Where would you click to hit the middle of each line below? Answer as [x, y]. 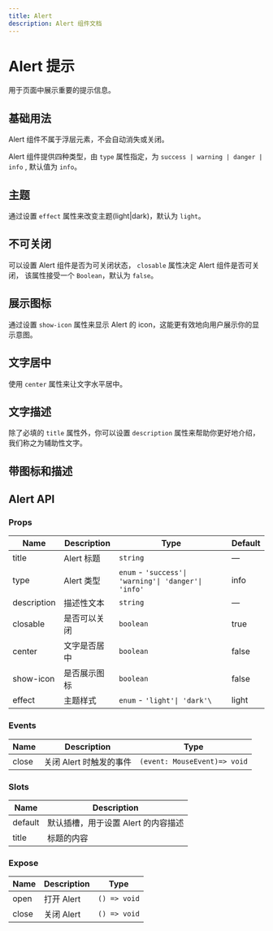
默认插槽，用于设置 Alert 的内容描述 [116, 823]
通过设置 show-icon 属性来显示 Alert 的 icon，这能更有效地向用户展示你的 [130, 324]
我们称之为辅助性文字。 [48, 443]
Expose [24, 863]
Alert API [32, 499]
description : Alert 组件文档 [55, 24]
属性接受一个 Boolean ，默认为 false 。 [95, 275]
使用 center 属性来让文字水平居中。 [68, 383]
